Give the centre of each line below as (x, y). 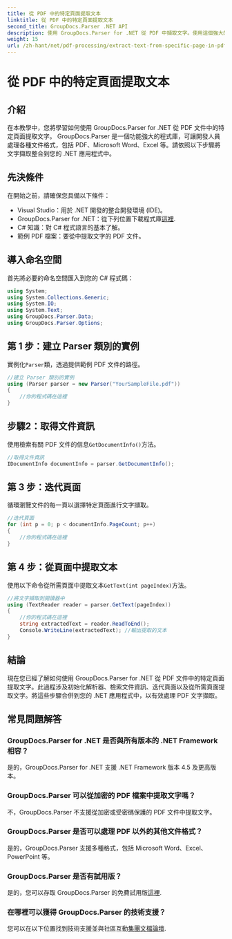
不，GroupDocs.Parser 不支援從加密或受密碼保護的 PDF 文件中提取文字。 (112, 812)
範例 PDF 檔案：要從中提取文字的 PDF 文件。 (81, 236)
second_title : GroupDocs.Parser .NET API (68, 26)
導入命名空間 (35, 260)
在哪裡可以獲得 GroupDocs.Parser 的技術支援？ (87, 912)
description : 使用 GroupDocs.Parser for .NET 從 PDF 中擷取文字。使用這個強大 (115, 33)
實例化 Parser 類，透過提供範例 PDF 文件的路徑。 (76, 364)
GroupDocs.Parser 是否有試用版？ (65, 876)
